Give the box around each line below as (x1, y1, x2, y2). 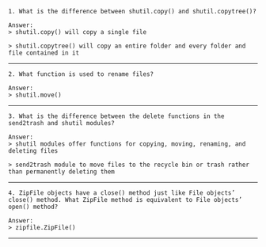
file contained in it (8, 49, 80, 57)
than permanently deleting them (8, 168, 115, 176)
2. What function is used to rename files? (8, 70, 154, 78)
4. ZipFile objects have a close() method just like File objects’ (8, 189, 236, 197)
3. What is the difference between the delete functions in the (8, 112, 225, 120)
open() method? (8, 203, 59, 211)
